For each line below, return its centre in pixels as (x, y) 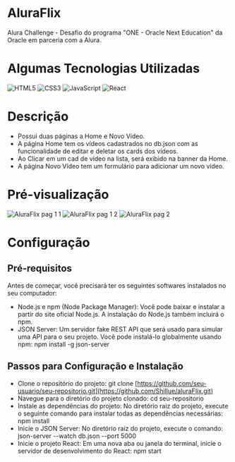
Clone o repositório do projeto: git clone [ (77, 383)
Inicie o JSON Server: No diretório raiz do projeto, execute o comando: (120, 428)
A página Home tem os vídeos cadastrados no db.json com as (108, 143)
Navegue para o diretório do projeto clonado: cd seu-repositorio (111, 398)
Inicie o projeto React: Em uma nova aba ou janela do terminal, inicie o (119, 443)
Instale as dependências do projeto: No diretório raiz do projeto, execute (123, 406)
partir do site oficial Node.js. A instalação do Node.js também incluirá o (121, 314)
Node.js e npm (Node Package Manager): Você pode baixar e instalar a (121, 306)
